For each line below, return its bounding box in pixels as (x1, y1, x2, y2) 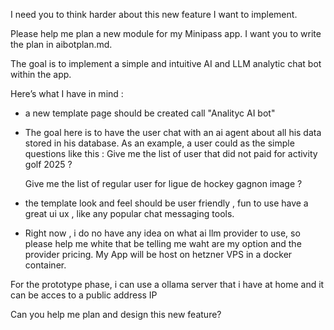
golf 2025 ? (24, 159, 73, 170)
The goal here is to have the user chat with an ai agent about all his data (24, 127, 322, 138)
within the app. (10, 69, 72, 80)
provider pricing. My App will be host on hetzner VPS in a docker (24, 249, 293, 260)
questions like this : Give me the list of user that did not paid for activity (24, 148, 318, 159)
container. (24, 259, 67, 271)
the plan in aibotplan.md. (10, 39, 113, 50)
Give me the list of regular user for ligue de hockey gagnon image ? (24, 178, 303, 189)
